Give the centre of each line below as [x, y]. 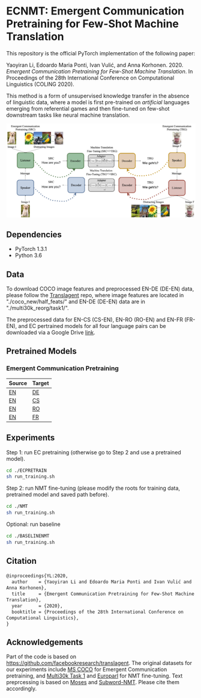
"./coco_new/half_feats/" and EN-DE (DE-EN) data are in [76, 301]
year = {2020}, [37, 606]
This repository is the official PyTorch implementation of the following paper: [101, 53]
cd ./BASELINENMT [28, 536]
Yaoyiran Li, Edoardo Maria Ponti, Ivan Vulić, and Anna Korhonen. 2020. [95, 65]
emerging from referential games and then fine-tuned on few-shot [88, 108]
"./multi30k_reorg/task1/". [37, 308]
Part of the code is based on [41, 656]
